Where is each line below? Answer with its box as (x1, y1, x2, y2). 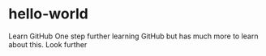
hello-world (8, 5, 89, 23)
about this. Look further (8, 39, 88, 49)
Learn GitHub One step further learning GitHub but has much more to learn (8, 31, 259, 41)
